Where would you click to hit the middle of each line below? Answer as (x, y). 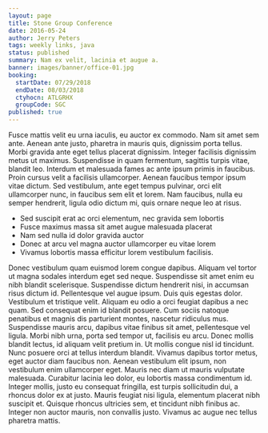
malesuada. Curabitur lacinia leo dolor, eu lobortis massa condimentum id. (130, 378)
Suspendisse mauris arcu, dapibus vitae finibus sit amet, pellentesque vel (129, 327)
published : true (35, 113)
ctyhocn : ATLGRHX (44, 97)
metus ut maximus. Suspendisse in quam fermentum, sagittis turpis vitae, (129, 160)
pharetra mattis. (34, 421)
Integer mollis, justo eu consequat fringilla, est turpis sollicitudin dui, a (123, 387)
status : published (39, 53)
